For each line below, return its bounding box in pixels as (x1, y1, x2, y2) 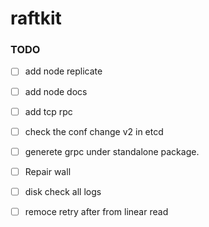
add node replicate (24, 65, 103, 77)
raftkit (10, 7, 62, 30)
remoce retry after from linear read (24, 205, 169, 217)
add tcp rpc (24, 105, 73, 117)
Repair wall (24, 165, 72, 177)
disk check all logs (24, 185, 102, 197)
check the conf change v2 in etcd (24, 125, 164, 137)
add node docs (24, 85, 88, 97)
